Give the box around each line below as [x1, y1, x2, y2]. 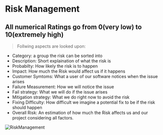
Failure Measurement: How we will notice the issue [12, 84, 114, 90]
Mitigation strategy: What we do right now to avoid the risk [12, 94, 130, 100]
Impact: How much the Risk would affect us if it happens [12, 68, 126, 74]
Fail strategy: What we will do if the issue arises [12, 89, 108, 95]
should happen [12, 105, 42, 110]
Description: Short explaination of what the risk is [12, 58, 111, 64]
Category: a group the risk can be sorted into [12, 53, 103, 58]
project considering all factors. [12, 115, 74, 120]
